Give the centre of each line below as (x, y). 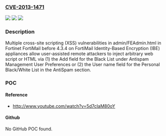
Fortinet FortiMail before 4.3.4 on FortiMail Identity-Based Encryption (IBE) (83, 48)
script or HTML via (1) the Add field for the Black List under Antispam (77, 59)
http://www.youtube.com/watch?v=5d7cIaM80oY (64, 106)
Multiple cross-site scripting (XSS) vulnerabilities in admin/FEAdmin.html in (83, 43)
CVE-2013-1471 (25, 7)
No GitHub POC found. (29, 129)
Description (20, 32)
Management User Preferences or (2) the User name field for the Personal (83, 64)
